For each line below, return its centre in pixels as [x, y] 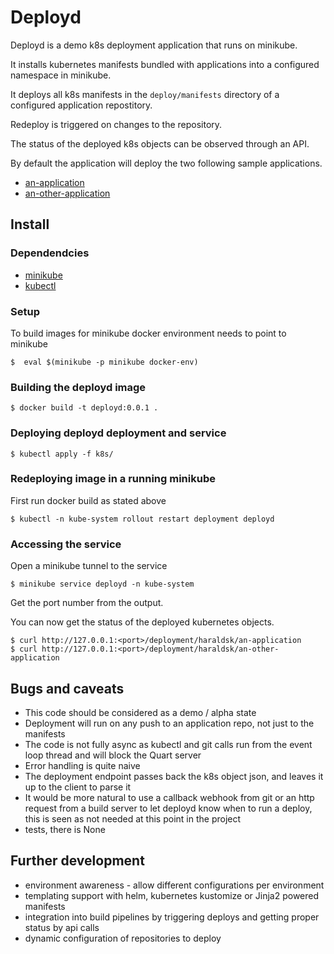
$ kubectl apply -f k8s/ [62, 454]
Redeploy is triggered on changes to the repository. [116, 124]
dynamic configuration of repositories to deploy [123, 938]
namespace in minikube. [61, 75]
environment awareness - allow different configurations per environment [174, 885]
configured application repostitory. [81, 105]
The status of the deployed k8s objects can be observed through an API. [160, 143]
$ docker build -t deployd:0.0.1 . [84, 408]
